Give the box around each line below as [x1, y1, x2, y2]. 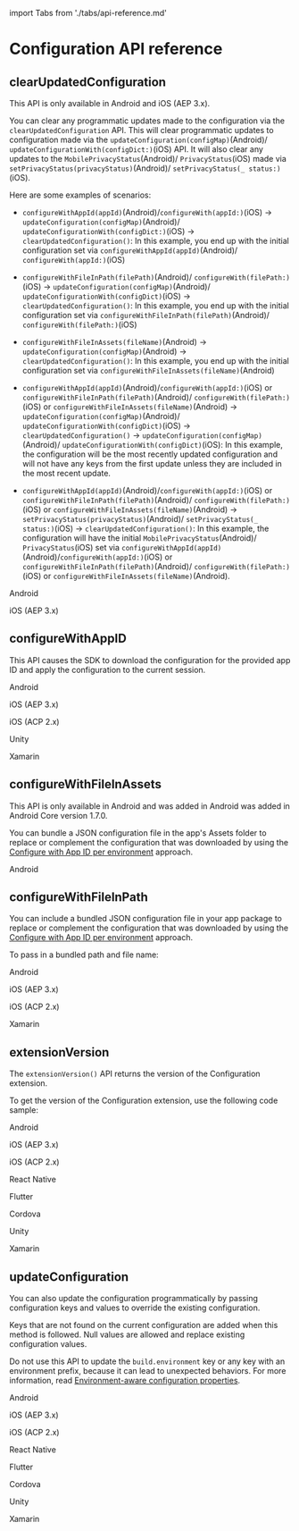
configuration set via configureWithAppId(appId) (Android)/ [21, 245, 238, 256]
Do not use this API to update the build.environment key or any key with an [9, 1356, 286, 1367]
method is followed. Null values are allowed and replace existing [9, 1329, 245, 1340]
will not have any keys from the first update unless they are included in [21, 458, 283, 468]
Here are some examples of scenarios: [9, 189, 152, 200]
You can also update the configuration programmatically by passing [9, 1293, 259, 1304]
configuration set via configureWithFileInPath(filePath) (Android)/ [21, 310, 270, 320]
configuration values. [9, 1339, 87, 1350]
